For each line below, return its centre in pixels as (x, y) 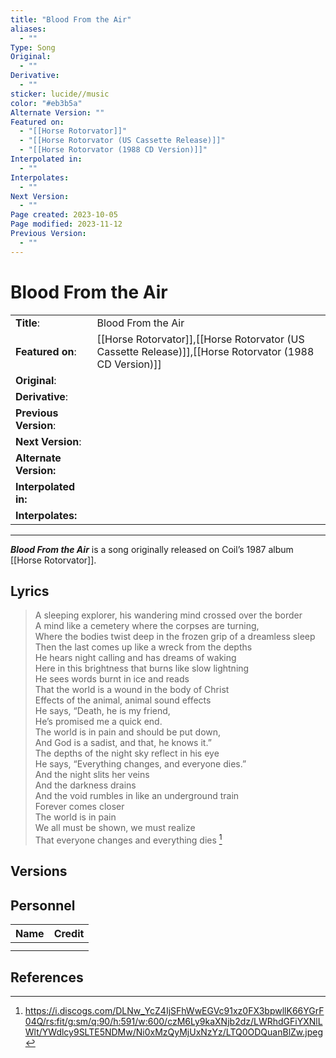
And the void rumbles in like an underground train (137, 796)
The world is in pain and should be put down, (128, 732)
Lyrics (30, 591)
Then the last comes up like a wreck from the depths (143, 647)
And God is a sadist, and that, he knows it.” (123, 743)
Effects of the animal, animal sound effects (123, 700)
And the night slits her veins (92, 775)
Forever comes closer (79, 807)
